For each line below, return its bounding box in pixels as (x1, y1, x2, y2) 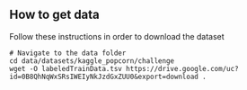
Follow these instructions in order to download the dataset (9, 31, 225, 41)
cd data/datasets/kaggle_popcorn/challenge (9, 56, 175, 66)
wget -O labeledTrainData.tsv (9, 64, 123, 73)
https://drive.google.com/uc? (125, 64, 240, 73)
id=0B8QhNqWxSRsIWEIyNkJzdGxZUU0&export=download (9, 72, 199, 81)
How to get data (9, 7, 101, 22)
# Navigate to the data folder (9, 49, 127, 58)
